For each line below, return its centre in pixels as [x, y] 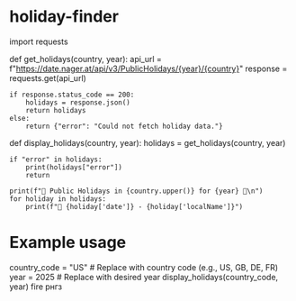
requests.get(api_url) [48, 78]
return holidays [56, 110]
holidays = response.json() [78, 102]
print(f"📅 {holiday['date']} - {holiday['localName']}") [135, 206]
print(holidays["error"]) [74, 167]
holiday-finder [64, 17]
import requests [39, 41]
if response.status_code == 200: [72, 95]
